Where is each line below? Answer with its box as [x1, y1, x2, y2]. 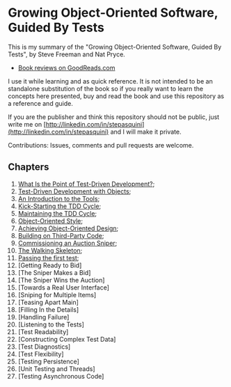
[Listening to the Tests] [17, 320, 84, 329]
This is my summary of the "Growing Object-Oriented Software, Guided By [8, 42, 222, 51]
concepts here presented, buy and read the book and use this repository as [8, 92, 225, 100]
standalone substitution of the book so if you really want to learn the [8, 84, 204, 93]
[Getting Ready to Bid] [17, 261, 82, 269]
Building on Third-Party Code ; [17, 231, 104, 239]
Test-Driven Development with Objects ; [17, 187, 132, 196]
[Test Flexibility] [17, 349, 65, 358]
